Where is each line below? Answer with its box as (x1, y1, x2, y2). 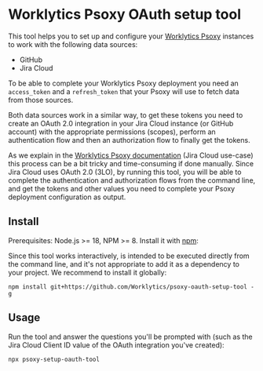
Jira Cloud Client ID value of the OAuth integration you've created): (8, 340, 225, 350)
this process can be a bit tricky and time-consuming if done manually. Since (8, 158, 254, 168)
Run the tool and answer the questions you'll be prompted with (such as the (8, 332, 253, 341)
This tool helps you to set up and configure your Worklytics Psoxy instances (8, 31, 254, 41)
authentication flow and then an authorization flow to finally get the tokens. (8, 135, 250, 144)
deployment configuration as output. (8, 192, 126, 202)
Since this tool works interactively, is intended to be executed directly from (8, 251, 250, 260)
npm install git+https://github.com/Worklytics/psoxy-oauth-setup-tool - (8, 282, 255, 291)
